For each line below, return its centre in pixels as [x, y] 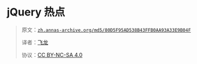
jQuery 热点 [36, 12]
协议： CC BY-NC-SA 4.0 [52, 55]
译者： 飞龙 [35, 42]
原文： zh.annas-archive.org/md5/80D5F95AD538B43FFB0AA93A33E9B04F [106, 30]
